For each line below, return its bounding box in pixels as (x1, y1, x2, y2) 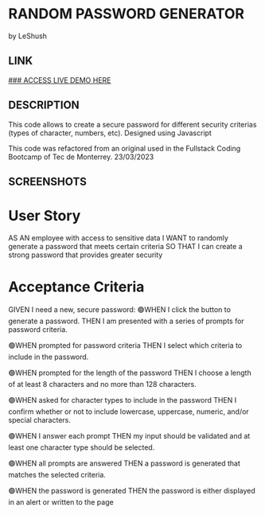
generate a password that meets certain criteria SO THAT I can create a (8, 241, 243, 251)
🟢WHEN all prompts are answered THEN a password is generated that (8, 458, 240, 468)
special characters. (8, 415, 72, 424)
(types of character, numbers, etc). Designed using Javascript (8, 128, 212, 138)
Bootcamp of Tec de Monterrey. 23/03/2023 (8, 152, 154, 162)
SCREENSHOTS (8, 174, 88, 188)
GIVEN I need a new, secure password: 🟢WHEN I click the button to (8, 304, 231, 314)
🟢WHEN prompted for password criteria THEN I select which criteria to (8, 340, 243, 350)
